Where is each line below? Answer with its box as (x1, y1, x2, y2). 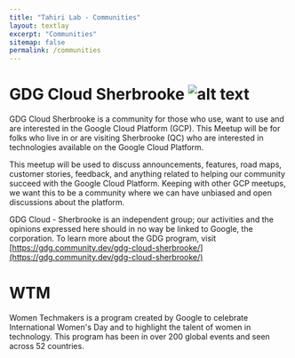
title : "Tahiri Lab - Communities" (9, 12, 141, 22)
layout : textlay (9, 21, 69, 30)
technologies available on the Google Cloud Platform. (9, 142, 204, 153)
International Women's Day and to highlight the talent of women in (9, 322, 251, 332)
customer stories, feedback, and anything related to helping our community (9, 169, 286, 179)
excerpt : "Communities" (9, 29, 98, 38)
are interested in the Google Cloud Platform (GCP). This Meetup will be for (9, 123, 281, 134)
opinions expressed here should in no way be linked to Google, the (9, 224, 253, 235)
